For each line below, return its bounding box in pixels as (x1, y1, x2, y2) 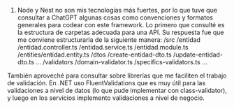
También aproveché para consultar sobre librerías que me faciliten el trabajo (7, 71, 227, 80)
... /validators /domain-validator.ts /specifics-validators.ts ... (36, 58, 207, 66)
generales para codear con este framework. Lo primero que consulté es (17, 21, 225, 29)
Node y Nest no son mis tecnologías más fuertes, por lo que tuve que (17, 6, 218, 14)
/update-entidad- (173, 50, 224, 59)
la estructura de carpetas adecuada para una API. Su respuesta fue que (17, 28, 224, 36)
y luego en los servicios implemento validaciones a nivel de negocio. (7, 94, 205, 102)
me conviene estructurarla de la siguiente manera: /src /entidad (17, 36, 201, 44)
